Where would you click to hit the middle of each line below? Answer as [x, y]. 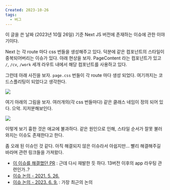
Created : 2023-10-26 [27, 10]
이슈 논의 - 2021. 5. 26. [36, 176]
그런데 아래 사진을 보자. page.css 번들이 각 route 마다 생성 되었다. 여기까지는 [81, 75]
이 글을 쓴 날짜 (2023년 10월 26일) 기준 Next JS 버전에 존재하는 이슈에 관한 [80, 35]
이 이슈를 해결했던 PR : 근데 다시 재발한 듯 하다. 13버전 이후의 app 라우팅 [84, 163]
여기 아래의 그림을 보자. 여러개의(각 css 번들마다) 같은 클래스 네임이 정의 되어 [82, 102]
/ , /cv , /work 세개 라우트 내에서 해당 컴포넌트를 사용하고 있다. [66, 65]
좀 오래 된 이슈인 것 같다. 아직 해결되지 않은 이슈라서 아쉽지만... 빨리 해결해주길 [83, 146]
